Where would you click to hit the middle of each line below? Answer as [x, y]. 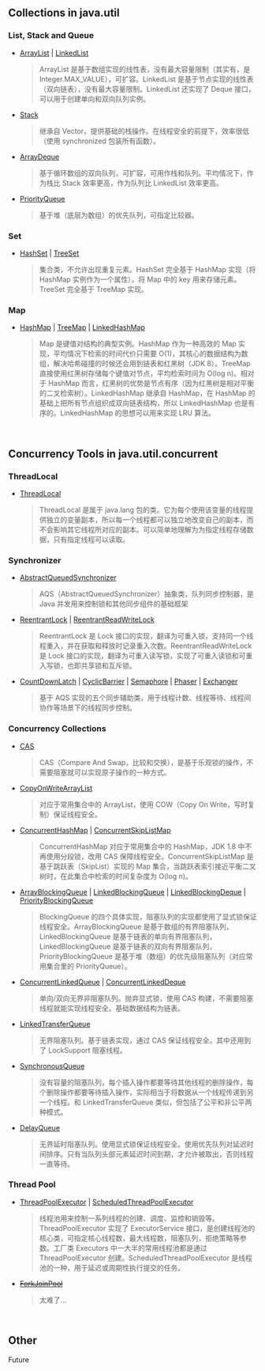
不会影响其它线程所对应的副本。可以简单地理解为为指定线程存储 [143, 529]
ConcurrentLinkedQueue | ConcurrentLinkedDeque [103, 982]
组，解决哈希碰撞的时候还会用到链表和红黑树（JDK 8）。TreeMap [145, 364]
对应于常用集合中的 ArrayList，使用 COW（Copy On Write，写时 [144, 804]
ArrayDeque [39, 157]
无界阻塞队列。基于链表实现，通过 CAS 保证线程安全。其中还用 [142, 1040]
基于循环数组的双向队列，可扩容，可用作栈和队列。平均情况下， [143, 172]
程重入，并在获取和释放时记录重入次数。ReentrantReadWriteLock [146, 646]
